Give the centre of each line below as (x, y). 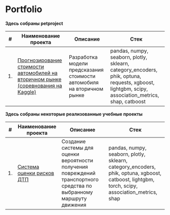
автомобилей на (38, 73)
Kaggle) (27, 92)
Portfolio (24, 9)
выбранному (77, 192)
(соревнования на (40, 86)
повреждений (78, 173)
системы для (77, 148)
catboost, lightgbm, (132, 180)
